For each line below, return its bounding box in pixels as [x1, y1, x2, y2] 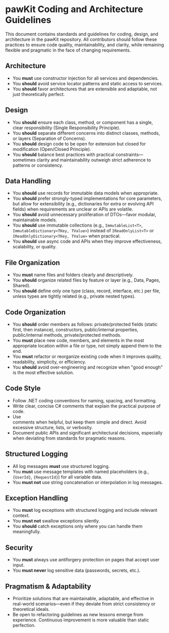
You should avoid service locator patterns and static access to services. [12, 80, 163, 86]
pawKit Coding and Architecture [5, 4, 143, 15]
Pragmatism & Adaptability [5, 582, 92, 591]
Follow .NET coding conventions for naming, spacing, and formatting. [12, 397, 157, 403]
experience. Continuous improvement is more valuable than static [12, 617, 149, 623]
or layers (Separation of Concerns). [12, 135, 87, 141]
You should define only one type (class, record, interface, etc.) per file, [12, 288, 160, 294]
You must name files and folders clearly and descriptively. [12, 272, 134, 278]
